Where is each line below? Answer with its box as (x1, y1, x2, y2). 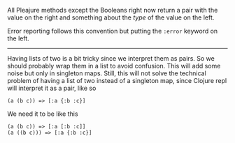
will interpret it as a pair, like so (7, 84, 97, 92)
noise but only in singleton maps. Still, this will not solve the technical (7, 69, 206, 77)
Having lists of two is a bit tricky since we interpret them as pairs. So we (7, 54, 215, 62)
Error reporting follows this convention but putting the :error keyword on (7, 27, 218, 35)
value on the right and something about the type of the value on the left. (7, 13, 215, 22)
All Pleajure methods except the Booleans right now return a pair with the (7, 6, 218, 14)
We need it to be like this (7, 110, 78, 118)
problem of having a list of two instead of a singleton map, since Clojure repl (7, 77, 227, 84)
